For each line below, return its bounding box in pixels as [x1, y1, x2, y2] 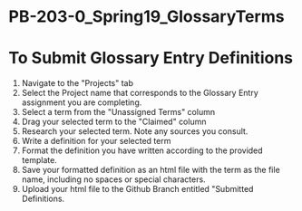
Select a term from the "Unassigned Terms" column [21, 107, 215, 118]
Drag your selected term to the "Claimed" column [21, 116, 207, 128]
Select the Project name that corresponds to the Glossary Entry [21, 88, 259, 99]
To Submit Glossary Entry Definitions [8, 48, 294, 69]
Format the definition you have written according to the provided [21, 145, 264, 156]
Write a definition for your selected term [21, 136, 171, 147]
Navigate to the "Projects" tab [21, 78, 133, 89]
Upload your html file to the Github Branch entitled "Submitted [21, 184, 254, 195]
